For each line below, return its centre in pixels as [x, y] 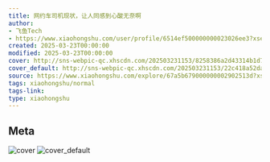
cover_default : [34, 69]
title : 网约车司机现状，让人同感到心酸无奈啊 [75, 16]
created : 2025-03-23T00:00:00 [59, 46]
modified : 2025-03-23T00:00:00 [61, 53]
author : [21, 23]
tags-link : [27, 91]
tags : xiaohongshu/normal [51, 83]
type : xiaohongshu [39, 98]
